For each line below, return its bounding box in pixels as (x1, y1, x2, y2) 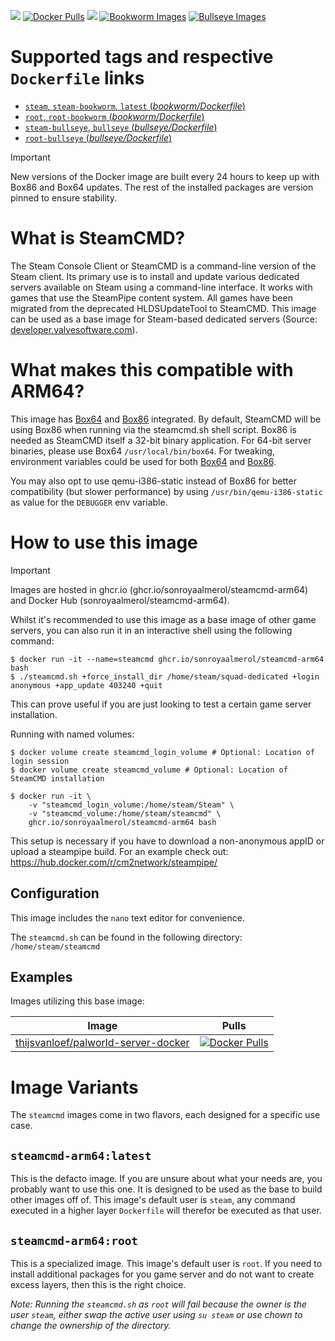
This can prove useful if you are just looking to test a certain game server (10, 698, 312, 710)
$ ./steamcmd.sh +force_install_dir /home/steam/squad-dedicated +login (10, 671, 320, 682)
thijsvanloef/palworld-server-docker (15, 1036, 190, 1050)
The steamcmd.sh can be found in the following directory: (10, 931, 243, 943)
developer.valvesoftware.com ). (10, 323, 138, 335)
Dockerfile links (10, 67, 145, 90)
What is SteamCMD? (10, 227, 186, 250)
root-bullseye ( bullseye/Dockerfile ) (24, 131, 173, 144)
